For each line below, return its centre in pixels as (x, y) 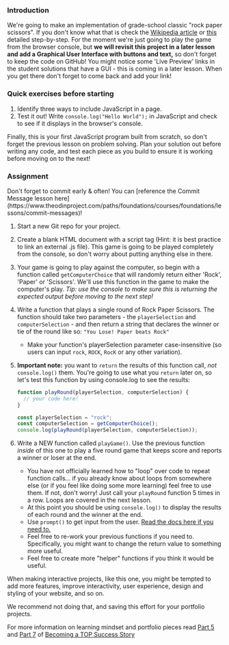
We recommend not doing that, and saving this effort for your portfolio (106, 607)
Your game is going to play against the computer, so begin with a (108, 267)
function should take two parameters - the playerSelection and (106, 316)
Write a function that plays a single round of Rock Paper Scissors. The (116, 309)
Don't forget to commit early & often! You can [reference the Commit (104, 191)
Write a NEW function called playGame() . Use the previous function (111, 443)
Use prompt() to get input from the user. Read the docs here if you (120, 522)
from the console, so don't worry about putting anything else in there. (115, 254)
